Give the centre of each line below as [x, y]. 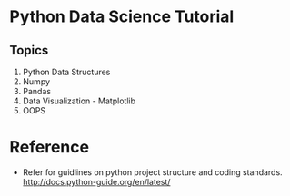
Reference [49, 147]
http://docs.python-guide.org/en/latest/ [96, 181]
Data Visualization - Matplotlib [79, 101]
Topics [29, 50]
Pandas [37, 91]
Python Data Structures [66, 72]
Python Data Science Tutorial [122, 17]
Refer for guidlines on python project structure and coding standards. [153, 172]
